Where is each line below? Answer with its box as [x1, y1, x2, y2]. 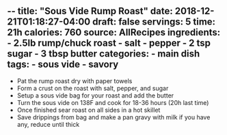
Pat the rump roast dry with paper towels [16, 76, 133, 85]
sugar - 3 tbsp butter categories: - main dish [7, 48, 200, 60]
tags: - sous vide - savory [7, 59, 119, 70]
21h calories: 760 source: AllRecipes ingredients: [7, 27, 221, 38]
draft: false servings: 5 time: [92, 16, 216, 28]
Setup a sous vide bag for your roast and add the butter [16, 91, 174, 100]
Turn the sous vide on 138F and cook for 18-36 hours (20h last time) [16, 98, 209, 106]
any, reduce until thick [16, 120, 80, 128]
